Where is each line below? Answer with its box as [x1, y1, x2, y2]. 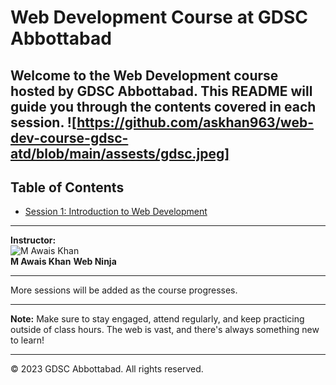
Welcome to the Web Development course [10, 67, 279, 84]
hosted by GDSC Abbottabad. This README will [10, 82, 313, 100]
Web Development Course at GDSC [10, 6, 309, 29]
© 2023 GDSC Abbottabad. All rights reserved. [10, 363, 204, 375]
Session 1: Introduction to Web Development [24, 206, 208, 218]
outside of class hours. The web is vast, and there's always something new [10, 324, 320, 336]
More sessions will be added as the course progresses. [10, 284, 238, 296]
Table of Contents [10, 179, 125, 196]
